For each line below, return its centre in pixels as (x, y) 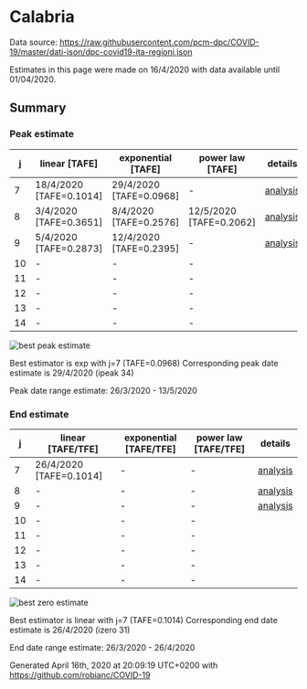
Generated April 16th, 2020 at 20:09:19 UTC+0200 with (114, 665)
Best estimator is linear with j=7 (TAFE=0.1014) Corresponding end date (144, 620)
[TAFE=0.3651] (69, 222)
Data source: (33, 42)
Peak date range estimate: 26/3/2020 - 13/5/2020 (104, 390)
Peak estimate (42, 134)
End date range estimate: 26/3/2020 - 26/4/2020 (102, 647)
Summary (38, 108)
